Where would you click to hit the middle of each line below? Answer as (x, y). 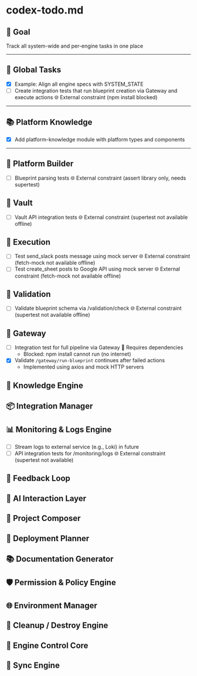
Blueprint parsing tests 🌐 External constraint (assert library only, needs (100, 178)
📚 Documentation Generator (60, 559)
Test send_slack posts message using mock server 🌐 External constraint (102, 256)
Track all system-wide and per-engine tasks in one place (75, 46)
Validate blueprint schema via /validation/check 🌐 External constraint (98, 308)
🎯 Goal (18, 32)
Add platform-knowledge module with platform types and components (100, 139)
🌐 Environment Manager (52, 605)
